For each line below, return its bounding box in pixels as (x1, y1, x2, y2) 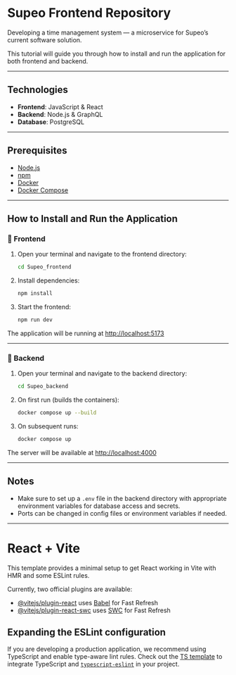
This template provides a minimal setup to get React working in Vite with (7, 564, 216, 572)
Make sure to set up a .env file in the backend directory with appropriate (17, 494, 227, 502)
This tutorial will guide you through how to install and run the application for (7, 49, 226, 58)
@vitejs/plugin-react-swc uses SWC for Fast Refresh (17, 606, 171, 614)
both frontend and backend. (7, 56, 88, 65)
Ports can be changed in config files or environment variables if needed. (17, 509, 227, 517)
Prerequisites (7, 144, 67, 156)
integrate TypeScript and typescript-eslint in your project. (7, 660, 180, 669)
